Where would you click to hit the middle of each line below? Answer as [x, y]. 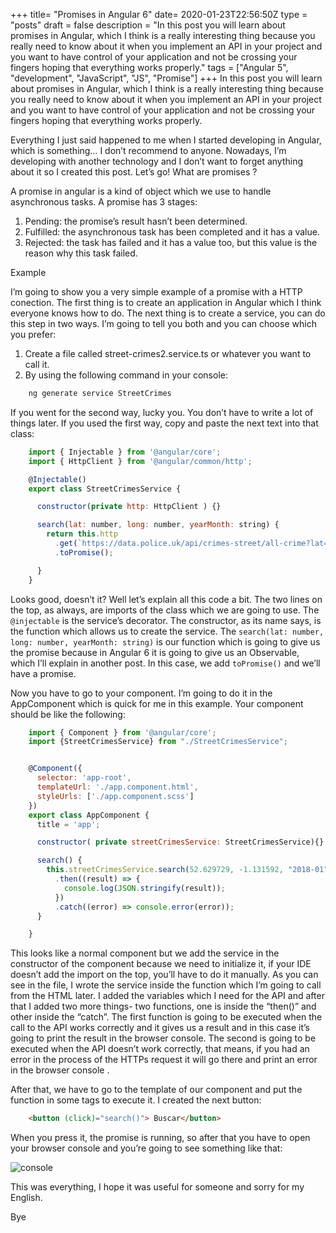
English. [26, 1198]
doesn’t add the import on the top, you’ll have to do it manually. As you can [164, 975]
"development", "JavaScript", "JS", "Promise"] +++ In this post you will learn [166, 78]
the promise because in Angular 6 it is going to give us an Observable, [155, 652]
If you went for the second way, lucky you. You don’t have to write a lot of [162, 412]
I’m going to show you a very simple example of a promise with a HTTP [156, 292]
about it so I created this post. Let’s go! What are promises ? [134, 172]
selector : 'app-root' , [84, 778]
